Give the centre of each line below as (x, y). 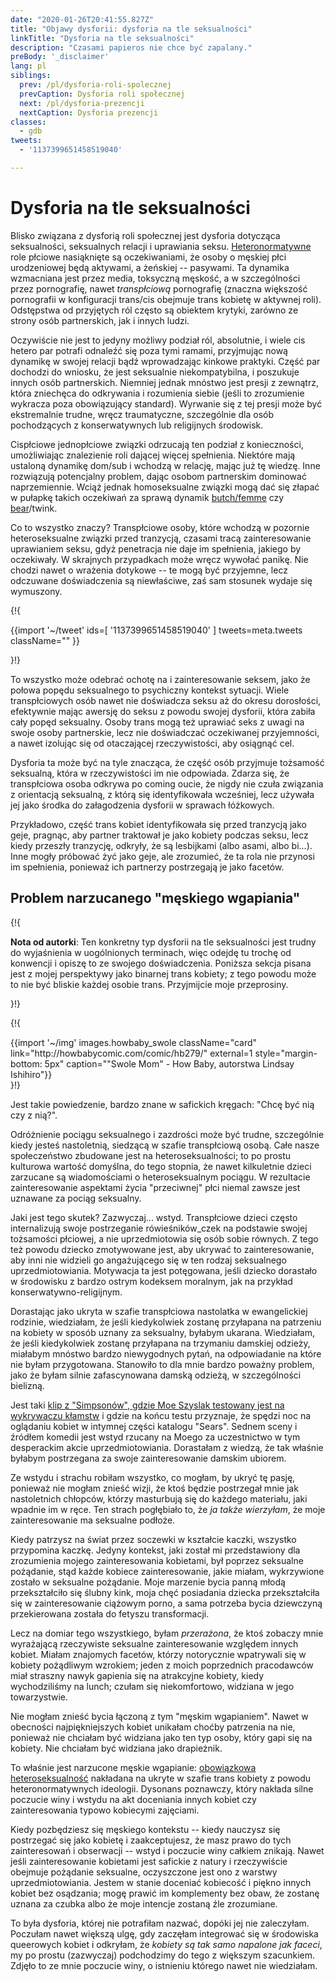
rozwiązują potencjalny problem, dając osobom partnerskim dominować (158, 476)
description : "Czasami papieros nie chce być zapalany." (131, 47)
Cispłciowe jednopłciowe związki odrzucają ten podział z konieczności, (157, 444)
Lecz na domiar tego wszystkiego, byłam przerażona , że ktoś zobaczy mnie (167, 1633)
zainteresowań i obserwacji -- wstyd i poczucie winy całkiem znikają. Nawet (167, 1850)
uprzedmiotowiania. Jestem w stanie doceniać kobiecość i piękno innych (161, 1882)
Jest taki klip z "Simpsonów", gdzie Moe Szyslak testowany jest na (147, 1405)
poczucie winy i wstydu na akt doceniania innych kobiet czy (133, 1799)
